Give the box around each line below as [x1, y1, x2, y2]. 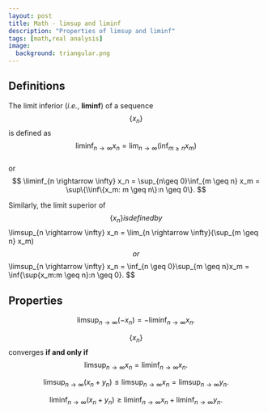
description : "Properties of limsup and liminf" [8, 27, 176, 35]
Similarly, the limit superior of [8, 200, 106, 210]
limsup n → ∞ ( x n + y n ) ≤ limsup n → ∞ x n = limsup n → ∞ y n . [43, 377, 229, 389]
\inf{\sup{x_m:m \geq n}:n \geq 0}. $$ [8, 270, 136, 280]
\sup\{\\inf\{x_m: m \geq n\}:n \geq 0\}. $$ [66, 185, 206, 195]
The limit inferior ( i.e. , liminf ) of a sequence [8, 100, 154, 110]
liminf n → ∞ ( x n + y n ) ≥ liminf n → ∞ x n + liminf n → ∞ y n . [49, 395, 223, 407]
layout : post [8, 11, 53, 20]
